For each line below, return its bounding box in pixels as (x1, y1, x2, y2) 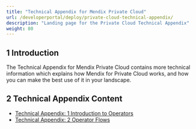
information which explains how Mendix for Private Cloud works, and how (6, 70, 189, 77)
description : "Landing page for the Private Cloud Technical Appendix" (6, 20, 189, 26)
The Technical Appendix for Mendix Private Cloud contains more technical (6, 64, 191, 71)
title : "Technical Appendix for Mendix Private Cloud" (6, 8, 147, 15)
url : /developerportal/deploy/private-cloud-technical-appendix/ (6, 14, 173, 20)
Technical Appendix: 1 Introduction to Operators (14, 109, 133, 117)
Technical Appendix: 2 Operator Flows (14, 116, 110, 123)
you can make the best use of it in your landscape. (6, 76, 132, 84)
